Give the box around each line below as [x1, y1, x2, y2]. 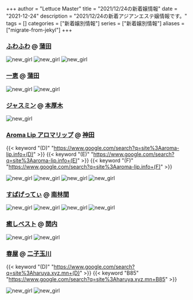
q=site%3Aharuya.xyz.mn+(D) [6, 269, 81, 276]
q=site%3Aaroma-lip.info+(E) [6, 157, 78, 164]
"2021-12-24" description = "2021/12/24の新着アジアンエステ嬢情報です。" [6, 12, 187, 19]
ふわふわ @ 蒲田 [6, 42, 52, 50]
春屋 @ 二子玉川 [6, 249, 52, 258]
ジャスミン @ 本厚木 [6, 101, 64, 109]
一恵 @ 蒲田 [6, 72, 39, 80]
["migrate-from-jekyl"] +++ [6, 26, 72, 34]
